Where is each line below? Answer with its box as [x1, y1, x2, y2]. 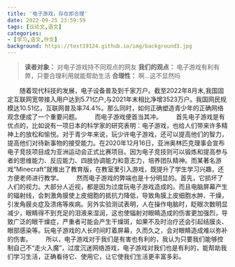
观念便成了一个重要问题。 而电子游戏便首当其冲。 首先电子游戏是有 [7, 113, 225, 121]
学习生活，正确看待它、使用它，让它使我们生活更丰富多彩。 [13, 252, 185, 261]
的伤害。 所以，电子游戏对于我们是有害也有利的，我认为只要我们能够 [7, 235, 218, 243]
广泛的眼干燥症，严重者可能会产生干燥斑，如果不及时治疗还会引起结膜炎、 [13, 217, 228, 226]
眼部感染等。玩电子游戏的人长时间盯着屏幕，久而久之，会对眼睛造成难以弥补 [7, 226, 228, 234]
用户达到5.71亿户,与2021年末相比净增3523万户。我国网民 [55, 95, 221, 103]
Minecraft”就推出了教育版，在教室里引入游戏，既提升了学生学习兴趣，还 [16, 165, 225, 173]
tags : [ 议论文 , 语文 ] [7, 23, 62, 30]
